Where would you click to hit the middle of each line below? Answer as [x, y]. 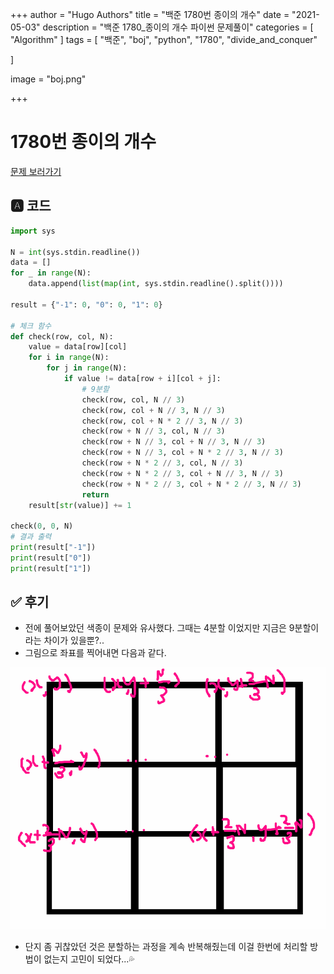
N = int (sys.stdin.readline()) [75, 252]
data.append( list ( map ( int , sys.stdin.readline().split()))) [156, 284]
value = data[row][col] [78, 347]
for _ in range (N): [51, 273]
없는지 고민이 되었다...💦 [89, 959]
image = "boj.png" [48, 79]
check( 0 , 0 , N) [42, 526]
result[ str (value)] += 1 [80, 505]
